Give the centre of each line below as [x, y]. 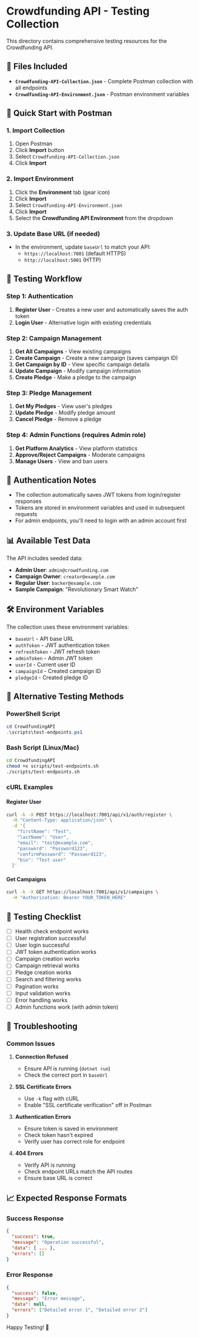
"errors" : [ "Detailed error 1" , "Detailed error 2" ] [80, 1310]
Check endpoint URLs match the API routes [78, 1172]
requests [26, 514]
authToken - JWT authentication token [62, 645]
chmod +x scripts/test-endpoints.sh [52, 766]
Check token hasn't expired [59, 1135]
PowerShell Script [33, 714]
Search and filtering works [48, 979]
